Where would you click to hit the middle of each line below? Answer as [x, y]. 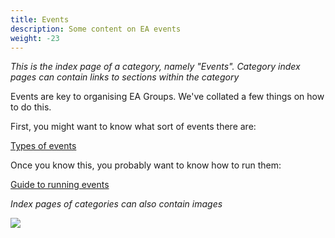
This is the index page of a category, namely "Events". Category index [155, 67]
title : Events [40, 19]
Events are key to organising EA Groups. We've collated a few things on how [167, 97]
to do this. [31, 107]
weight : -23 [35, 38]
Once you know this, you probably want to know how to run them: [146, 165]
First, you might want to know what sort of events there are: [133, 127]
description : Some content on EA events [96, 29]
